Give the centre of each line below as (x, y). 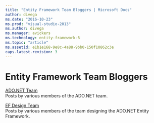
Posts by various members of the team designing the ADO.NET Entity (77, 111)
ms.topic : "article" (27, 43)
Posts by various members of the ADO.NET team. (57, 96)
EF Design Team (22, 105)
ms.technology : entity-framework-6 (43, 38)
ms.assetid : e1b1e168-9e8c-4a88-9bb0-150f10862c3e (60, 47)
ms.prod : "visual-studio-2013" (38, 24)
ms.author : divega (24, 29)
